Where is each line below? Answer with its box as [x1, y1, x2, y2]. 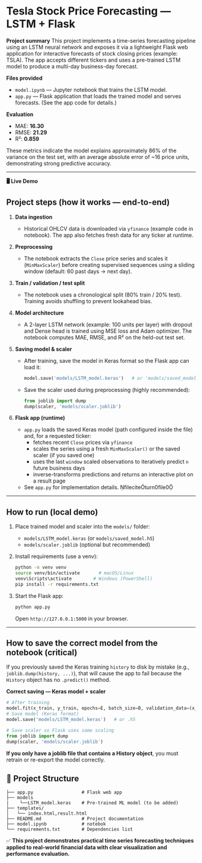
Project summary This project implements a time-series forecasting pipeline [6, 37, 196, 44]
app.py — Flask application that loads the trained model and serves [14, 92, 182, 100]
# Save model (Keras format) [6, 711, 79, 717]
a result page [32, 477, 66, 484]
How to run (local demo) [6, 507, 98, 517]
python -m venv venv [14, 565, 67, 571]
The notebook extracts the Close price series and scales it [23, 255, 168, 262]
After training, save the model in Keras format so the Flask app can [23, 357, 189, 364]
